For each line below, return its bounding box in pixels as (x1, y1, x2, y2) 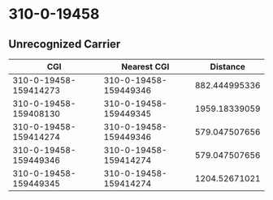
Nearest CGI (121, 62, 170, 72)
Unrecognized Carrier (8, 37, 121, 51)
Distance (210, 62, 246, 72)
